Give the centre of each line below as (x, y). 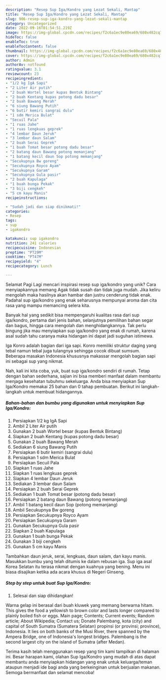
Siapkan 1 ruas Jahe (33, 468)
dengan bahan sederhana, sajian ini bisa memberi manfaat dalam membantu (83, 376)
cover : (12, 56)
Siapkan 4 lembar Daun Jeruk (43, 478)
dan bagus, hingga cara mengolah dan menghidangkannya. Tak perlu (76, 325)
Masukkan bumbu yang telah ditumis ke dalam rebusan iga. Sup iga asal (79, 561)
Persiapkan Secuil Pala (36, 462)
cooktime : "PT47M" (24, 257)
